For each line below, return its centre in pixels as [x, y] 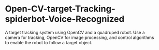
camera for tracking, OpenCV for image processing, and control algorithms [79, 37]
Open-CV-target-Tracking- [60, 9]
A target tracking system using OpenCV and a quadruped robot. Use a [75, 32]
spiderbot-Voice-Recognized [65, 19]
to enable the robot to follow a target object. [49, 42]
